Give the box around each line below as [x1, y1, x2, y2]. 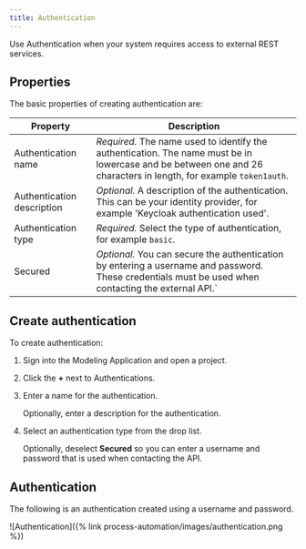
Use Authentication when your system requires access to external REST [9, 38, 280, 49]
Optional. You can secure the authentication [96, 248, 284, 260]
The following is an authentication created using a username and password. [9, 503, 294, 514]
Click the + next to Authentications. [22, 372, 156, 383]
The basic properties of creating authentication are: [9, 98, 203, 109]
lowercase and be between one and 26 [96, 158, 264, 171]
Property [30, 120, 71, 133]
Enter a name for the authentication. [22, 391, 158, 402]
